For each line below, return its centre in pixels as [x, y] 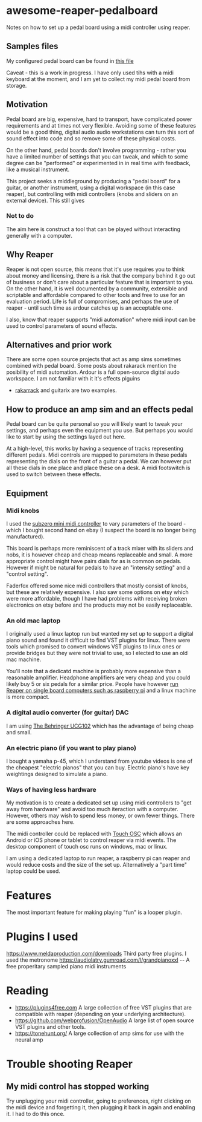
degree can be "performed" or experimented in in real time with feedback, [99, 163]
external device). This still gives [46, 200]
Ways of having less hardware [51, 789]
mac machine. [24, 659]
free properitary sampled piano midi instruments [66, 967]
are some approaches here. [41, 822]
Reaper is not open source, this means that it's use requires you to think [96, 269]
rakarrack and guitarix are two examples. [66, 390]
